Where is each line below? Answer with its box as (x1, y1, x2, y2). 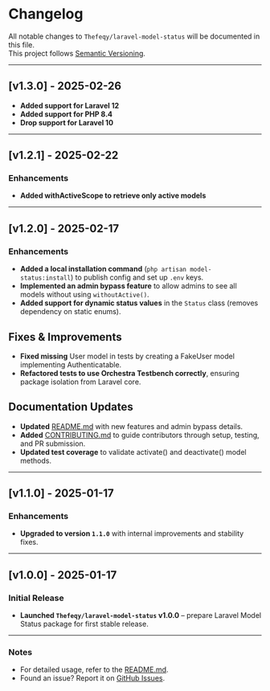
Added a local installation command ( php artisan (19, 264, 187, 274)
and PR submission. (19, 439, 86, 448)
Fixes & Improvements (8, 330, 122, 344)
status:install (19, 274, 72, 282)
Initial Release (8, 592, 64, 603)
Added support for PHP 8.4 (19, 109, 113, 119)
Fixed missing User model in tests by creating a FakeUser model (19, 351, 235, 361)
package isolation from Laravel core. (19, 377, 141, 386)
